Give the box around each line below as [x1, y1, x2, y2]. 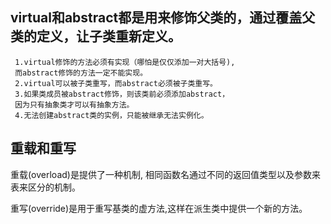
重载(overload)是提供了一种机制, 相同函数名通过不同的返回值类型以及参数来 [10, 168, 321, 180]
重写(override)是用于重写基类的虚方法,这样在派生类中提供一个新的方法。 [10, 202, 308, 214]
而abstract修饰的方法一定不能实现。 [14, 68, 148, 78]
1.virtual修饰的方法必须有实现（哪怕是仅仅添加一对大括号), [14, 57, 236, 67]
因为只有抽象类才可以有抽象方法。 [14, 99, 135, 110]
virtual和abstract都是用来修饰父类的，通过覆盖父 [10, 9, 316, 27]
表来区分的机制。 [10, 181, 81, 193]
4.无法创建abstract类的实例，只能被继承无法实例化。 [14, 110, 209, 120]
